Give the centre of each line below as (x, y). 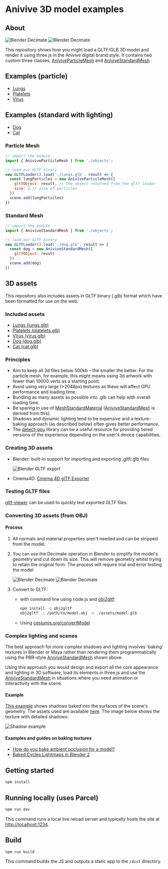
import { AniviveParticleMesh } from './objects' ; (59, 161)
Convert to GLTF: (30, 589)
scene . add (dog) (26, 263)
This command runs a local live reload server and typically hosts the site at (82, 819)
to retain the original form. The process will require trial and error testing (87, 564)
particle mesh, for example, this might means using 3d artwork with (82, 376)
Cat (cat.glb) (25, 346)
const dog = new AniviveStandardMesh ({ (51, 249)
